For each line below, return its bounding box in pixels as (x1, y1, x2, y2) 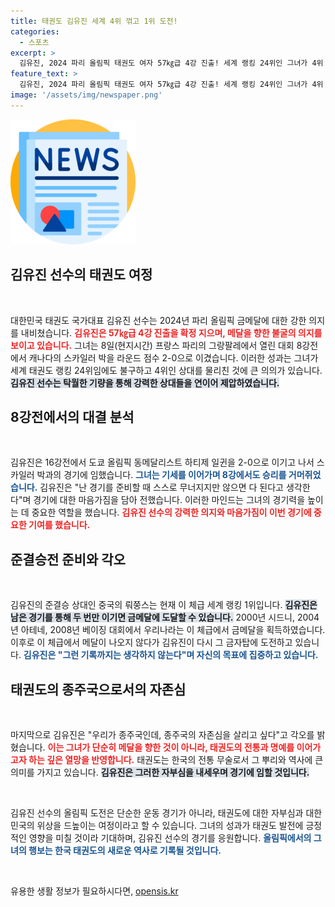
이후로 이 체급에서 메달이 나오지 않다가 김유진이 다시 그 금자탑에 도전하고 (10, 636, 293, 649)
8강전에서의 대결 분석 (10, 408, 135, 425)
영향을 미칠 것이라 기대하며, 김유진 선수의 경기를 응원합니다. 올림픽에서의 (28, 832, 312, 844)
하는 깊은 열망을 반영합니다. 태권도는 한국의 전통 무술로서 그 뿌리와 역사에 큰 (28, 754, 324, 765)
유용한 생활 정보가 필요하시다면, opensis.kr (10, 885, 179, 897)
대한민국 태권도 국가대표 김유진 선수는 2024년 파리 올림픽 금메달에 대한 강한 (10, 314, 307, 326)
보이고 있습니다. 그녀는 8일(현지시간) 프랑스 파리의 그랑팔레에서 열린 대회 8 (10, 339, 303, 351)
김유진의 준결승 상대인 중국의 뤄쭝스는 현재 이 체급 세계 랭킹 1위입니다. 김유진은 (10, 599, 318, 611)
